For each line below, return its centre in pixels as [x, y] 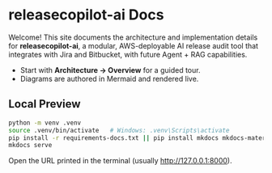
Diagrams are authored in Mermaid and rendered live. [109, 78]
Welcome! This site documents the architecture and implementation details [133, 37]
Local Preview [45, 104]
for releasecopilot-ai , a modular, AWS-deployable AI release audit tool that [134, 45]
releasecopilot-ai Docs [86, 15]
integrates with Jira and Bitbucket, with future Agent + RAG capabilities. [128, 54]
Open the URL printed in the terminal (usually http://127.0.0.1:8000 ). [120, 161]
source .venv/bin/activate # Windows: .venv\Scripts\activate [119, 130]
